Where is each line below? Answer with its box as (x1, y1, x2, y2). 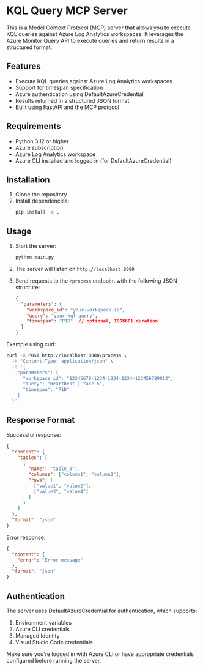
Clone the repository (15, 191, 67, 198)
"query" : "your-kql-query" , (26, 313, 98, 319)
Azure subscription (15, 144, 64, 151)
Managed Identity (15, 631, 60, 639)
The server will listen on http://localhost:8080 (15, 265, 135, 272)
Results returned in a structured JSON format (15, 97, 130, 104)
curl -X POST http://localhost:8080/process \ (6, 352, 127, 359)
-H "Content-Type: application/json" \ (12, 358, 114, 364)
